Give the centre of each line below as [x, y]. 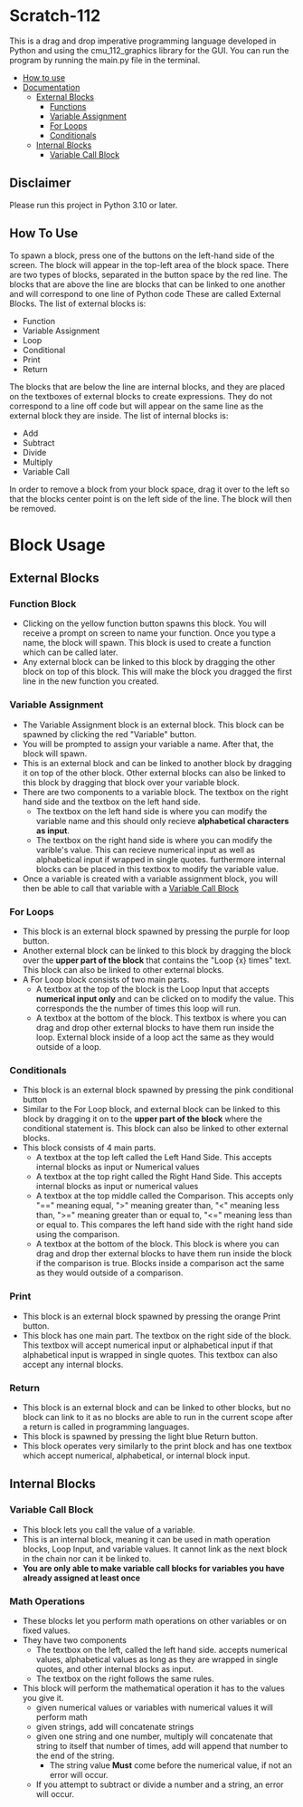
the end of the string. [75, 1755]
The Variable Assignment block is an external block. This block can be [153, 725]
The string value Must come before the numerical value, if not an [170, 1765]
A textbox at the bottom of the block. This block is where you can [157, 1244]
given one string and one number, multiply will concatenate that [154, 1736]
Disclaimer [40, 183]
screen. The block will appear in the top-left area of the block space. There [149, 264]
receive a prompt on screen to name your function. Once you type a [149, 633]
